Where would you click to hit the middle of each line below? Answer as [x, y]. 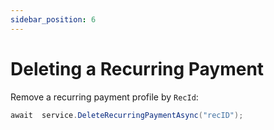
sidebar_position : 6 [53, 19]
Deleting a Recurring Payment [137, 68]
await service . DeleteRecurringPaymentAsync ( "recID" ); [127, 115]
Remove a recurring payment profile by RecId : [104, 97]
